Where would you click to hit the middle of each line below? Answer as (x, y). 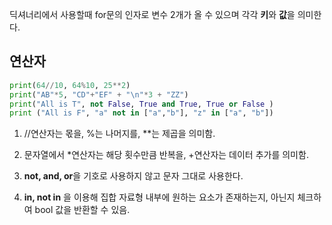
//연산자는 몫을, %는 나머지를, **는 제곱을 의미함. (119, 134)
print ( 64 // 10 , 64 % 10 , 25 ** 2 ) (70, 85)
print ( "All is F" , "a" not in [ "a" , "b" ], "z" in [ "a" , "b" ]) (141, 113)
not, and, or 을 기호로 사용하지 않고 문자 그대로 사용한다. (133, 176)
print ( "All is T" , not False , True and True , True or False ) (141, 104)
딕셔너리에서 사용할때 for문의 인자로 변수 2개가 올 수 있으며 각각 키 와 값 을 (152, 14)
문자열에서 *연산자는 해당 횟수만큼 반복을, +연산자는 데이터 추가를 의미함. (166, 155)
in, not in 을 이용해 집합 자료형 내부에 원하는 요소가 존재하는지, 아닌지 (159, 197)
